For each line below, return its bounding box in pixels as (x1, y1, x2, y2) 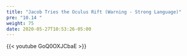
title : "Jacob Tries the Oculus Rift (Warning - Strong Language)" (6, 9, 182, 15)
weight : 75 (6, 20, 34, 26)
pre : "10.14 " (6, 15, 43, 21)
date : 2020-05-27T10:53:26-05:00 (6, 26, 92, 32)
